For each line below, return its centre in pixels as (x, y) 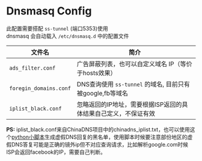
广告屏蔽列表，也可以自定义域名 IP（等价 (134, 64)
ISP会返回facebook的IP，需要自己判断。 (56, 152)
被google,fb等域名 (102, 93)
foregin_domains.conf (40, 88)
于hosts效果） (96, 73)
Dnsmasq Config (49, 11)
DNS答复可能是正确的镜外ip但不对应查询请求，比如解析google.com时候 (99, 144)
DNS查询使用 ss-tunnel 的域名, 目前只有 (133, 84)
